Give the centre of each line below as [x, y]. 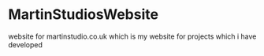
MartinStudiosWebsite [84, 15]
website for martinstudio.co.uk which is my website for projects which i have [132, 36]
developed [26, 44]
